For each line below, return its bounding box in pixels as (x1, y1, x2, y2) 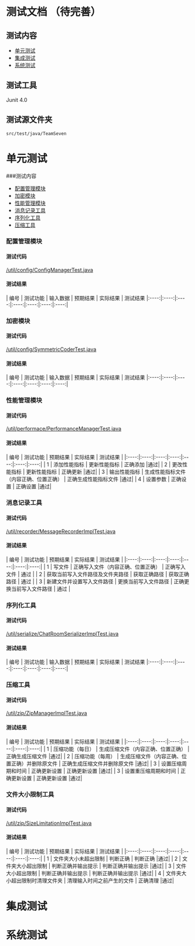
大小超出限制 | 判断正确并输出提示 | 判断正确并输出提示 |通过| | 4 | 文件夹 (6, 869, 182, 876)
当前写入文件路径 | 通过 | (11, 585, 71, 592)
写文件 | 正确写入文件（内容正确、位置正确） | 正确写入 (53, 563, 186, 570)
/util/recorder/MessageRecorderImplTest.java (6, 528, 116, 535)
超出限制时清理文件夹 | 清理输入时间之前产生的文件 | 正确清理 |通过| (11, 877, 175, 884)
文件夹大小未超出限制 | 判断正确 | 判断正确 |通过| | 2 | (53, 855, 182, 862)
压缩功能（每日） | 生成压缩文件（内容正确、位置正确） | (53, 745, 190, 752)
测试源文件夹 (6, 115, 53, 125)
